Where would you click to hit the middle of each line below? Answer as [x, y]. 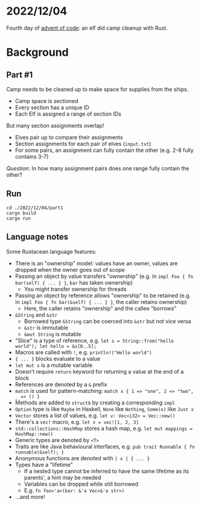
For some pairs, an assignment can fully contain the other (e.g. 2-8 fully [104, 150]
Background [37, 52]
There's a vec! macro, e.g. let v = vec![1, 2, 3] [77, 421]
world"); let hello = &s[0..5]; [56, 346]
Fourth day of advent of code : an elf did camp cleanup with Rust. [87, 28]
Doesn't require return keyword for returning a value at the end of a [99, 371]
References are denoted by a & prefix [61, 384]
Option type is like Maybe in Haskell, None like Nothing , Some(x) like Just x [104, 409]
